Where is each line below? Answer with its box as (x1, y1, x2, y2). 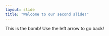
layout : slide (5, 7, 35, 12)
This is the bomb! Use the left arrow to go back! (5, 25, 104, 31)
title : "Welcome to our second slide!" (5, 12, 89, 17)
